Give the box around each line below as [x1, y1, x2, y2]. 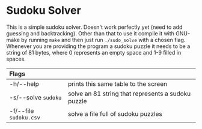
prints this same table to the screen [68, 79, 167, 88]
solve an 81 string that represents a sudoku [68, 89, 191, 98]
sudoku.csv [9, 114, 40, 121]
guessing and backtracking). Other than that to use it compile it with [6, 29, 174, 37]
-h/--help [9, 79, 39, 88]
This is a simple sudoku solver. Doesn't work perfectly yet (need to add [6, 23, 183, 31]
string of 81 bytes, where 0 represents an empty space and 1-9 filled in [6, 49, 182, 56]
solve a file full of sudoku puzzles [68, 109, 162, 118]
